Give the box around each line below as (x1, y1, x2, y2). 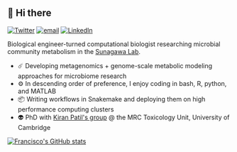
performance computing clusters (17, 104, 114, 114)
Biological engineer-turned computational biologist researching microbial (7, 40, 221, 48)
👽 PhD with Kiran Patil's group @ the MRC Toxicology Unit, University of (17, 113, 230, 121)
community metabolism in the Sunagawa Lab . (7, 47, 140, 55)
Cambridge (17, 123, 51, 131)
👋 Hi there (7, 7, 52, 19)
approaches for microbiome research (17, 72, 127, 80)
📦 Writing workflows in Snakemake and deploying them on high (17, 94, 206, 103)
